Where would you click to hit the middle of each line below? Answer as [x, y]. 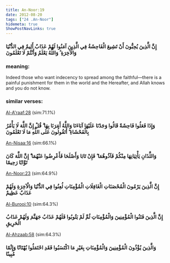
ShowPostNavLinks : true [31, 29]
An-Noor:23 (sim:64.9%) [32, 173]
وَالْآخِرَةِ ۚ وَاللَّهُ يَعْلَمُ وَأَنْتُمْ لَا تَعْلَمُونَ [41, 53]
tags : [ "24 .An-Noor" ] [30, 19]
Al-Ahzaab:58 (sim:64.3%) [33, 234]
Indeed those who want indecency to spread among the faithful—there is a [84, 78]
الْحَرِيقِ [13, 223]
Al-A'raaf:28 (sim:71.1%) [31, 112]
